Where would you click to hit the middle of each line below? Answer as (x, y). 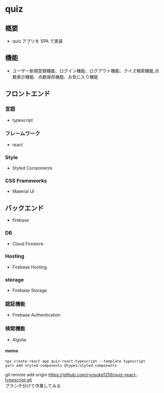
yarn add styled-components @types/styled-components (61, 366)
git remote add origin (26, 374)
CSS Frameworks (26, 181)
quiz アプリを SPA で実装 (37, 41)
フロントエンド (28, 94)
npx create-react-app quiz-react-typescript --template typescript (75, 361)
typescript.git (19, 380)
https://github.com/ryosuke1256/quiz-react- (93, 374)
